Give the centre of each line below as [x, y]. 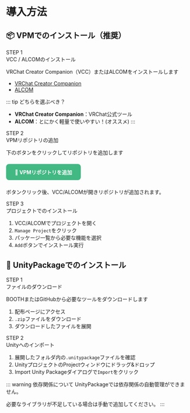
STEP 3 [15, 204]
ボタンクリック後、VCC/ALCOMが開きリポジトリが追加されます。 [85, 192]
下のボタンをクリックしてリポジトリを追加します [65, 152]
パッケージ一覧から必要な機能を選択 [58, 238]
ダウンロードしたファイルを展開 [53, 326]
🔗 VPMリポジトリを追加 [44, 172]
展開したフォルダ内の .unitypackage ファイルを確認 [75, 357]
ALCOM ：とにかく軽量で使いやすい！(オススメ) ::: [75, 121]
